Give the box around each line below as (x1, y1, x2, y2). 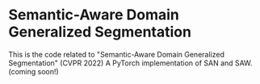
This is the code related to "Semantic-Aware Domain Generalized (8, 49, 224, 59)
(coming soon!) (8, 66, 59, 76)
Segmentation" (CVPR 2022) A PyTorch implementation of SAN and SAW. (8, 58, 253, 68)
